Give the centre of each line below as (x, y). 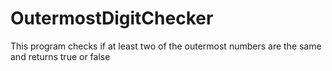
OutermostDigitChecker (112, 18)
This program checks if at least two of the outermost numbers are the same (166, 46)
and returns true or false (60, 56)
